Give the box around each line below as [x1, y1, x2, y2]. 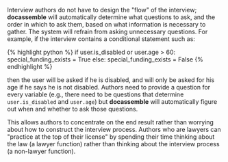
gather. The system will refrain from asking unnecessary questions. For [7, 27, 208, 36]
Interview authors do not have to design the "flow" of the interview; [7, 6, 197, 14]
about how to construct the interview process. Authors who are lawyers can [7, 126, 221, 133]
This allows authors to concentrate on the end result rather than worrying [7, 118, 214, 126]
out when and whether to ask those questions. [7, 105, 138, 113]
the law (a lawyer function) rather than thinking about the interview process [7, 140, 220, 148]
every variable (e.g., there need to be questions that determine [7, 90, 184, 98]
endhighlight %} [7, 63, 53, 70]
